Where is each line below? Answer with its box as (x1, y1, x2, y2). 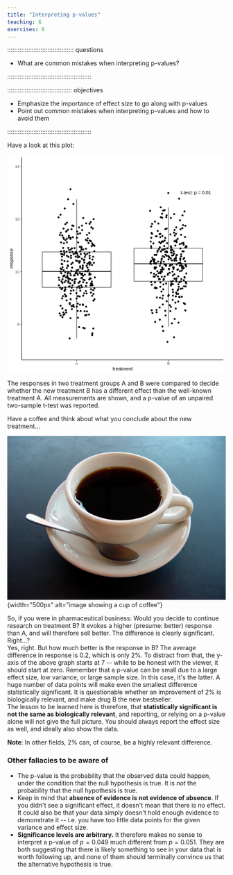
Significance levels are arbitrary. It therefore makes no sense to (17, 830, 202, 839)
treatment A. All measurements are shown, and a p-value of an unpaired (7, 394, 214, 402)
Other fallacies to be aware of (7, 756, 109, 765)
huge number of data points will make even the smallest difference (7, 681, 198, 689)
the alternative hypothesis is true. (17, 860, 113, 868)
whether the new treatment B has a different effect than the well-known (7, 386, 212, 395)
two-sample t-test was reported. (7, 401, 101, 409)
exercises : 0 (7, 26, 45, 33)
